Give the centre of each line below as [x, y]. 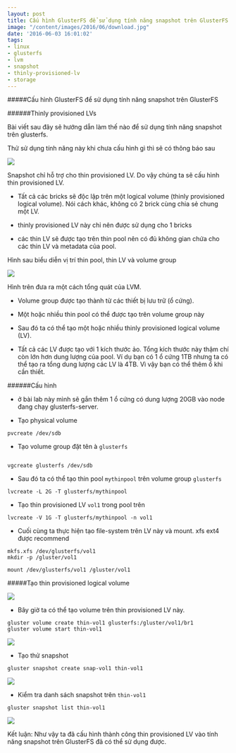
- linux [19, 47]
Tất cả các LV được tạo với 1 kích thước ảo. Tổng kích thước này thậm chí [123, 349]
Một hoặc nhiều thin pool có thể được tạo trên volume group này [111, 315]
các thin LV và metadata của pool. [67, 246]
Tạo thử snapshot [43, 655]
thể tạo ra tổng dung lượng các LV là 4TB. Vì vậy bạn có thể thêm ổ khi [120, 364]
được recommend [43, 539]
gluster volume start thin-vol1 [55, 629]
